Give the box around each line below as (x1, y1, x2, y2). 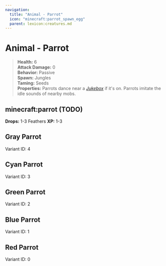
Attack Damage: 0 (17, 64, 55, 70)
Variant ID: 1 (5, 229, 30, 235)
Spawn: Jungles (17, 75, 51, 81)
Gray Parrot (5, 133, 42, 141)
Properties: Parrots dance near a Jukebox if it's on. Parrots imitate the (17, 86, 161, 91)
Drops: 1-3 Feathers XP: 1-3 (5, 118, 63, 124)
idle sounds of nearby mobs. (17, 90, 76, 97)
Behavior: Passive (17, 70, 55, 76)
